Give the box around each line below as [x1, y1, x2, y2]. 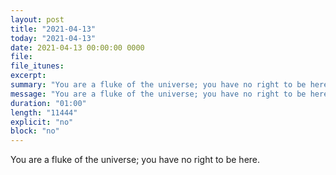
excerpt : [10, 71, 47, 81]
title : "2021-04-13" [10, 24, 97, 34]
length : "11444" [10, 107, 78, 118]
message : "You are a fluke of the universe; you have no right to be [10, 89, 307, 99]
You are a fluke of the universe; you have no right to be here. [10, 154, 261, 166]
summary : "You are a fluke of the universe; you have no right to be [10, 80, 307, 90]
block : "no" [10, 126, 60, 136]
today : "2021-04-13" [10, 33, 97, 43]
